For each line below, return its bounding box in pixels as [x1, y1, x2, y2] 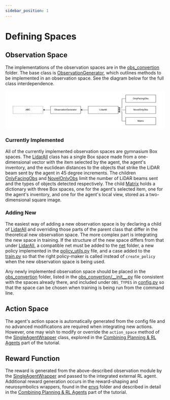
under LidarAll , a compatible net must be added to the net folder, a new [5, 242, 154, 248]
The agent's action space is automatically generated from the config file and [5, 318, 165, 324]
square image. [31, 197, 62, 203]
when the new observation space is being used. [5, 259, 106, 265]
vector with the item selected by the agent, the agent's [31, 159, 146, 165]
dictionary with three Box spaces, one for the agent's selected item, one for [5, 186, 163, 192]
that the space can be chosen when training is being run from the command [5, 284, 164, 290]
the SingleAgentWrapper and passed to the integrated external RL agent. [5, 373, 157, 379]
